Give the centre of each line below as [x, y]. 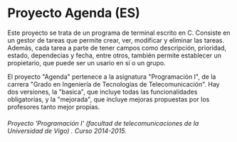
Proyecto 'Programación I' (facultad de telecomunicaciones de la [103, 123]
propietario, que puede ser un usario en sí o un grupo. [86, 62]
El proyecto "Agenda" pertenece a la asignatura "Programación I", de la [112, 77]
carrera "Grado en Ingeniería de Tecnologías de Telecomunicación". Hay [114, 84]
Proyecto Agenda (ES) [74, 13]
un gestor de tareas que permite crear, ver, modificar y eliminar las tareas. [116, 40]
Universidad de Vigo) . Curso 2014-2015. [67, 131]
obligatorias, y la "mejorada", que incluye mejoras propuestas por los [109, 99]
